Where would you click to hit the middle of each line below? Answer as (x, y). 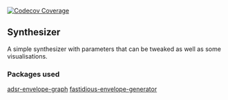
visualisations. (27, 56)
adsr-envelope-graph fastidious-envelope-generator (82, 89)
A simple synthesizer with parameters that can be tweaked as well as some (114, 49)
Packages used (34, 74)
